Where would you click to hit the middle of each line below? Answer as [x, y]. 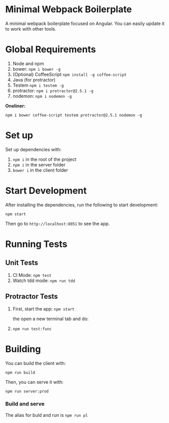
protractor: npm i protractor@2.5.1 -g [53, 91]
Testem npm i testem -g [38, 85]
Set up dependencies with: [33, 149]
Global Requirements [51, 50]
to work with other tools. [31, 29]
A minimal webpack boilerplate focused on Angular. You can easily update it [85, 23]
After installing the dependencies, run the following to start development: [82, 205]
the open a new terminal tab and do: [51, 319]
